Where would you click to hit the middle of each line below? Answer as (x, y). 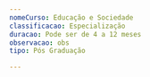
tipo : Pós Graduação (48, 51)
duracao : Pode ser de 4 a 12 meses (75, 34)
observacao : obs (39, 43)
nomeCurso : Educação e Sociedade (71, 17)
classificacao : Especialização (67, 26)
